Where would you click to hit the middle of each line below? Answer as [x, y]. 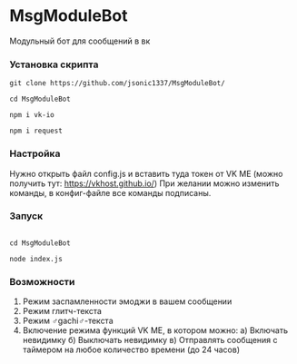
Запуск [26, 216]
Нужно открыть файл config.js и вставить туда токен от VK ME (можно [146, 173]
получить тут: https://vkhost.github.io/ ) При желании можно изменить [144, 183]
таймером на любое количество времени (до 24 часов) [131, 349]
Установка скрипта [54, 64]
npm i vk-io [32, 115]
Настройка [35, 153]
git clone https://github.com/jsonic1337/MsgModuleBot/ [117, 84]
